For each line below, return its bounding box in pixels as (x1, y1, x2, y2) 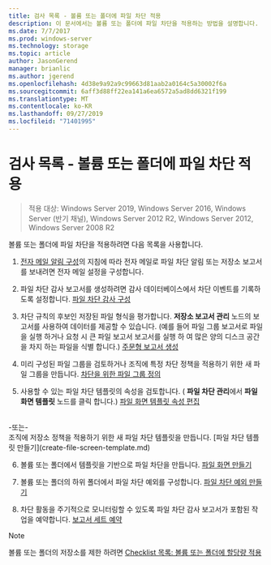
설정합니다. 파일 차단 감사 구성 (35, 293, 131, 304)
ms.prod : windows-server (8, 34, 92, 43)
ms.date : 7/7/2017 (8, 27, 71, 35)
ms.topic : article (8, 49, 71, 58)
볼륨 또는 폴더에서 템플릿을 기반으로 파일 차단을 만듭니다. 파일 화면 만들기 (19, 460, 252, 469)
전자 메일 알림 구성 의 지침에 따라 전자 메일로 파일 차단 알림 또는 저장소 (19, 256, 241, 266)
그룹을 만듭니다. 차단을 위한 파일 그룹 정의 (28, 369, 161, 379)
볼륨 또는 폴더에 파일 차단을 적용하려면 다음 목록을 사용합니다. (8, 239, 204, 249)
